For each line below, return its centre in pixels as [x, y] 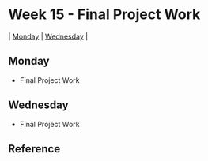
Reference [34, 149]
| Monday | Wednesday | [48, 36]
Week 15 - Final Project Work [104, 15]
